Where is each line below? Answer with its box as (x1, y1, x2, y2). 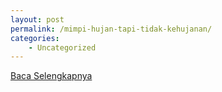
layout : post (10, 14, 65, 25)
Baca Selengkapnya (10, 70, 93, 82)
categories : (10, 33, 60, 43)
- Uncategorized (28, 42, 97, 53)
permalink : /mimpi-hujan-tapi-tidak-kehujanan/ (10, 24, 213, 34)
